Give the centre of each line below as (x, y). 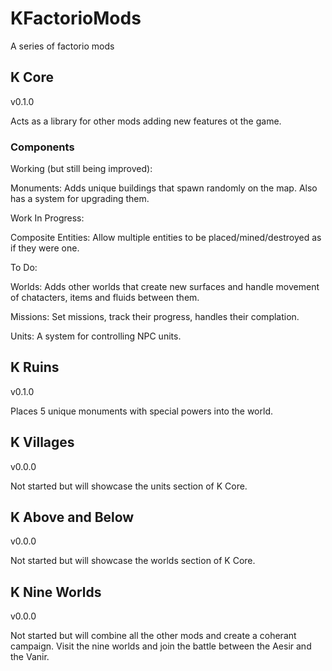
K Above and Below (72, 517)
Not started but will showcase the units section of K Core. (129, 486)
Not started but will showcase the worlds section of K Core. (133, 561)
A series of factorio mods (62, 46)
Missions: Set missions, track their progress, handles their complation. (155, 317)
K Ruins (35, 367)
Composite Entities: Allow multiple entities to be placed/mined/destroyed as (166, 238)
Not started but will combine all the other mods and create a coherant (153, 636)
